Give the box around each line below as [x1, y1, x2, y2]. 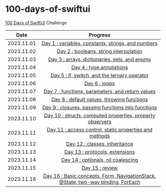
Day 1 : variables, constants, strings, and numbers [41, 39, 158, 46]
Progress [88, 31, 111, 38]
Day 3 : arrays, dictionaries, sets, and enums [48, 56, 151, 63]
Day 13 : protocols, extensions [64, 148, 135, 155]
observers [87, 118, 112, 125]
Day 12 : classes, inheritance [66, 140, 133, 147]
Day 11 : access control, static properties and [46, 126, 153, 133]
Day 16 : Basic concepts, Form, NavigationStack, [42, 172, 157, 179]
